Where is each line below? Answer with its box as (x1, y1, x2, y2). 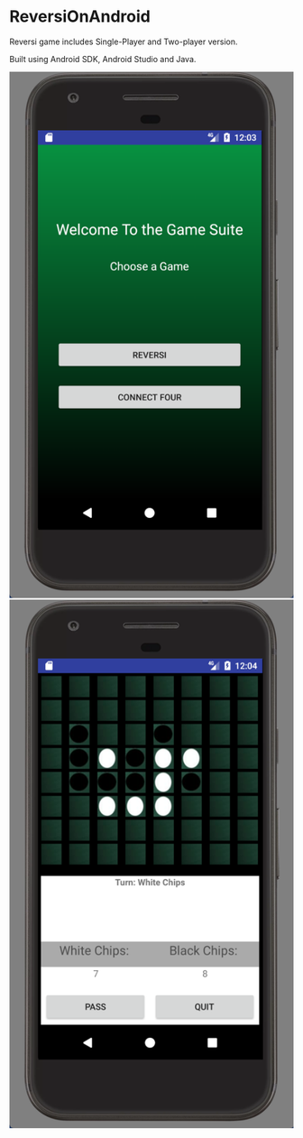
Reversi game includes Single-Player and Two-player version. (9, 36, 238, 47)
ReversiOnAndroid (9, 6, 151, 27)
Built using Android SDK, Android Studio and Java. (9, 53, 197, 64)
